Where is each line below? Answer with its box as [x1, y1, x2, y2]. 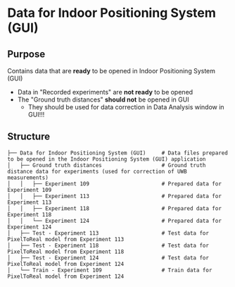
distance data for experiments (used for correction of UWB [7, 168, 188, 175]
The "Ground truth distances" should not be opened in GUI [17, 95, 189, 104]
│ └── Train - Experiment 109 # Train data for [7, 267, 212, 274]
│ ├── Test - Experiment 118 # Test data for [7, 242, 210, 249]
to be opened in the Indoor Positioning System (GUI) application [7, 155, 206, 163]
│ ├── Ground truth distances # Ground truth [7, 161, 206, 169]
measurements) [7, 174, 49, 181]
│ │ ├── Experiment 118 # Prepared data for [7, 204, 222, 212]
